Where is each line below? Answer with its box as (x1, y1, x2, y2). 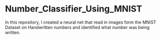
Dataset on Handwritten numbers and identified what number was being (5, 24, 150, 30)
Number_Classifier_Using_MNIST (5, 3, 143, 14)
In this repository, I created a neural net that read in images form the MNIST (5, 19, 157, 25)
